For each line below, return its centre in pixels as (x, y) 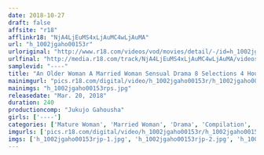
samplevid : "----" (38, 67)
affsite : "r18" (33, 30)
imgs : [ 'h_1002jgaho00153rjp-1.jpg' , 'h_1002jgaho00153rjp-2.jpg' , (121, 139)
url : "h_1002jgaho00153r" (50, 45)
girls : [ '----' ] (35, 117)
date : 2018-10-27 (37, 15)
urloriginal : (29, 52)
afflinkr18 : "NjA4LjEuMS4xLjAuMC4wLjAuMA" (79, 37)
